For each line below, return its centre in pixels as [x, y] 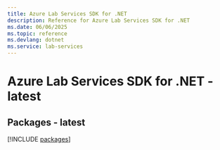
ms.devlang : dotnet [36, 40]
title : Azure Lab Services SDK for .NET [67, 14]
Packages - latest [46, 122]
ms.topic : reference [38, 33]
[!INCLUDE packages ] [39, 139]
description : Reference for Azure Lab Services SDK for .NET [99, 20]
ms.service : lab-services [45, 46]
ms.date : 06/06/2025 [38, 27]
